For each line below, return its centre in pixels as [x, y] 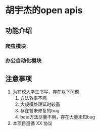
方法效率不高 [33, 98]
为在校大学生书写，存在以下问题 [46, 92]
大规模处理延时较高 [40, 104]
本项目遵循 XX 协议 [32, 123]
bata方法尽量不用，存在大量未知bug [58, 117]
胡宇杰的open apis [44, 10]
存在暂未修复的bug [40, 111]
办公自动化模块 [23, 61]
